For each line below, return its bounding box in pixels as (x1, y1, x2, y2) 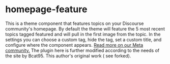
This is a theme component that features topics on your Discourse (5, 20, 144, 26)
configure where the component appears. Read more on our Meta (5, 42, 144, 48)
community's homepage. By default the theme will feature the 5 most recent (5, 25, 165, 31)
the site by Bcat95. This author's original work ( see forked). (5, 52, 131, 59)
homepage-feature (5, 4, 88, 15)
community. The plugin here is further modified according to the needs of (5, 47, 159, 53)
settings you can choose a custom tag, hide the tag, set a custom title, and (5, 37, 162, 43)
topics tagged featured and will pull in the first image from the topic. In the (5, 31, 161, 37)
